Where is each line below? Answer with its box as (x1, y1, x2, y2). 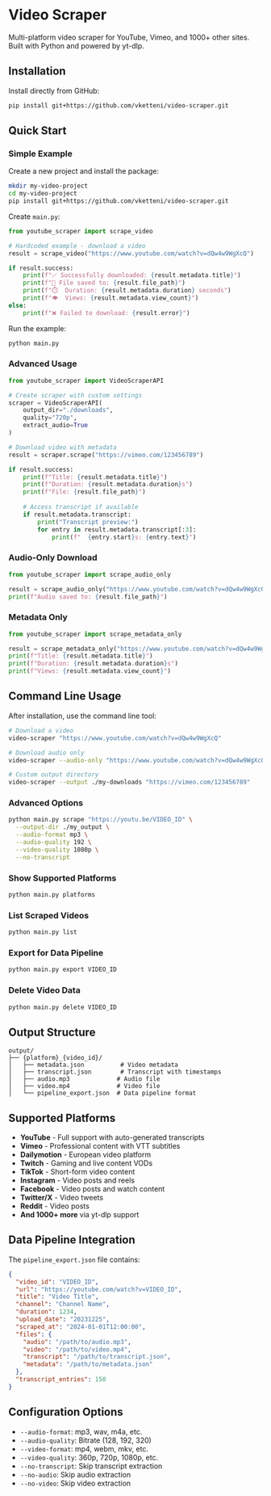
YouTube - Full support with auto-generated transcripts (19, 1133, 205, 1142)
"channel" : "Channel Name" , (15, 1301, 110, 1309)
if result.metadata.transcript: (23, 511, 131, 519)
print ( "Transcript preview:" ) (37, 518, 139, 526)
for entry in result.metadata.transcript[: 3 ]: (37, 525, 197, 534)
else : (8, 301, 27, 309)
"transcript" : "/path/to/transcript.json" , (23, 1353, 172, 1361)
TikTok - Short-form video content (19, 1167, 135, 1176)
